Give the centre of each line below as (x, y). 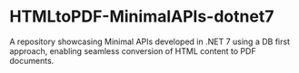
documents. (32, 60)
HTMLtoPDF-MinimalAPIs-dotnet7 (142, 17)
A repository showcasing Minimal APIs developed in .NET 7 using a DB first (150, 41)
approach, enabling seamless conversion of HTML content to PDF (133, 50)
